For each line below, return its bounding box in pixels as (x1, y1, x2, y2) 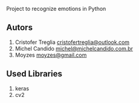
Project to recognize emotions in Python (6, 5, 106, 12)
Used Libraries (6, 69, 62, 79)
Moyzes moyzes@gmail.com (15, 51, 87, 58)
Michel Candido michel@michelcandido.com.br (15, 45, 134, 52)
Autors (6, 22, 33, 33)
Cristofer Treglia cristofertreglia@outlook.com (15, 39, 130, 46)
